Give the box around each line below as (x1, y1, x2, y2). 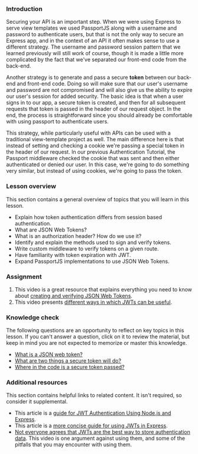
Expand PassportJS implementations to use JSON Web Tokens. (14, 258, 170, 265)
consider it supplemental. (6, 398, 68, 405)
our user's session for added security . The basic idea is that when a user (6, 93, 184, 100)
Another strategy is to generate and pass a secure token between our (6, 74, 176, 81)
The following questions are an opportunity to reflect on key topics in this (6, 327, 184, 334)
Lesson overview (6, 182, 56, 191)
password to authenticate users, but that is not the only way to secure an (6, 31, 184, 38)
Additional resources (6, 379, 68, 387)
